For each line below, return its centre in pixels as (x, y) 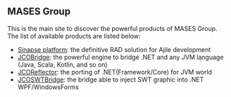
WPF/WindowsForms (48, 86)
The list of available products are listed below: (74, 36)
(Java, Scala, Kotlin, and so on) (62, 64)
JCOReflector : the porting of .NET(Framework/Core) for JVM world (115, 72)
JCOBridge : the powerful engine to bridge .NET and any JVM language (120, 57)
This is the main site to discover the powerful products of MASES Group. (112, 28)
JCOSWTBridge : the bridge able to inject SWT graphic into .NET (111, 79)
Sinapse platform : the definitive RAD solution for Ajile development (114, 49)
